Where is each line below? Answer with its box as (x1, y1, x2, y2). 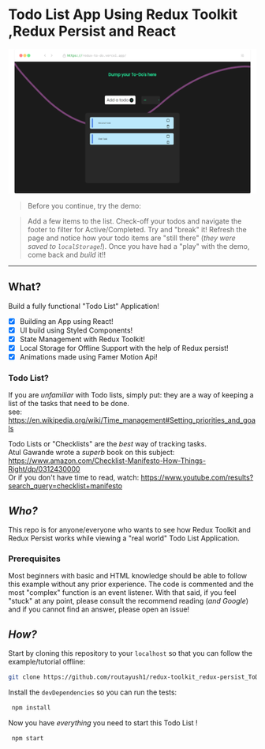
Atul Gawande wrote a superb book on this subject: (8, 448, 175, 457)
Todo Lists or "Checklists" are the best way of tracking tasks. (8, 439, 207, 449)
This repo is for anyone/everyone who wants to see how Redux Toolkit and (8, 525, 251, 535)
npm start (11, 734, 44, 742)
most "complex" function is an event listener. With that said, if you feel (8, 588, 237, 597)
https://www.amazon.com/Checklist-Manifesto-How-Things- (8, 456, 207, 465)
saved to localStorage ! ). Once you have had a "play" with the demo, (27, 241, 250, 250)
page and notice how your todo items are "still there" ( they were (27, 233, 237, 243)
